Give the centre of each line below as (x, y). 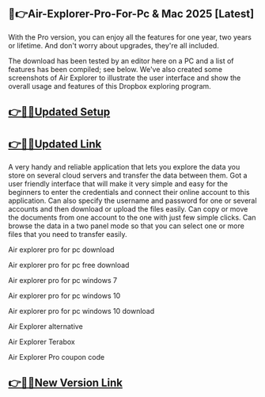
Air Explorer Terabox (42, 342)
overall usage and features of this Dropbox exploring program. (110, 86)
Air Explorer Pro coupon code (57, 357)
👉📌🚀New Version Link (65, 383)
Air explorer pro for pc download (61, 250)
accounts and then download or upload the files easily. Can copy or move (128, 209)
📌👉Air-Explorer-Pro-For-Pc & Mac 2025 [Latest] (131, 14)
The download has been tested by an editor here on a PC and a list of (121, 61)
